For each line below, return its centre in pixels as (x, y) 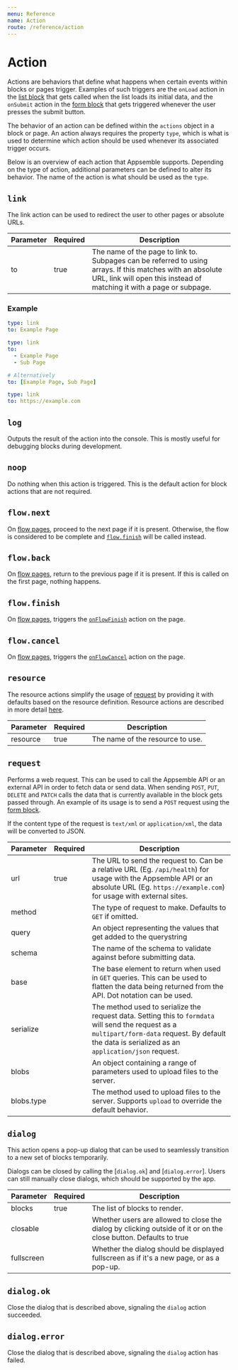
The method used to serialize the (147, 1007)
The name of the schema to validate (151, 948)
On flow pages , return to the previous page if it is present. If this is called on (118, 574)
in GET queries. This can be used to (149, 978)
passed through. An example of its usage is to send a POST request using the (119, 802)
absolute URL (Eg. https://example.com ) (158, 887)
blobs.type (29, 1100)
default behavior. (120, 1110)
